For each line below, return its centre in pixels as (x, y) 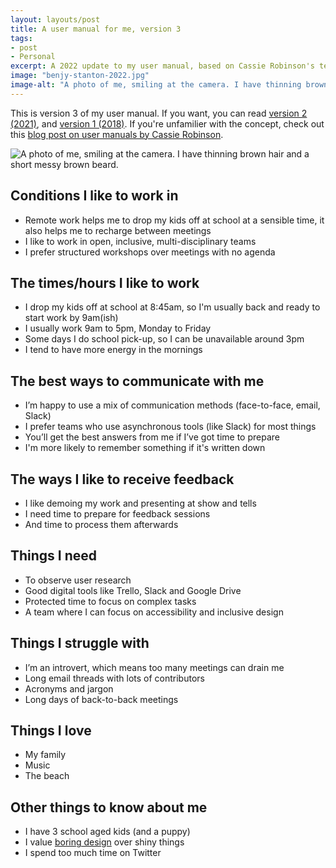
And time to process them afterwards (101, 524)
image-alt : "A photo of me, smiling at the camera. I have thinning (156, 85)
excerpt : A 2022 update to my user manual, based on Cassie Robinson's (162, 66)
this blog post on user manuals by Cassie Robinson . (117, 134)
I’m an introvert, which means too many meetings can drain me (154, 667)
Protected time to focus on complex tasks (110, 601)
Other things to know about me (109, 807)
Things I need (54, 556)
